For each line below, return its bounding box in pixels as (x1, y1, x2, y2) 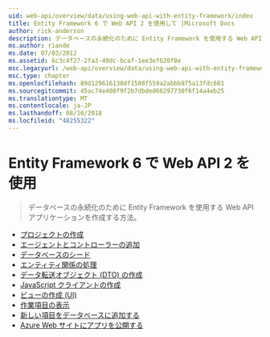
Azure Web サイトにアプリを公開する (19, 320, 144, 330)
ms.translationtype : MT (8, 94, 88, 102)
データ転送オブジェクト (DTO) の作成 (19, 269, 143, 279)
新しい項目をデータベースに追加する (19, 310, 141, 319)
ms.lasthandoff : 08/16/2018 (8, 110, 103, 118)
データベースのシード (19, 249, 91, 259)
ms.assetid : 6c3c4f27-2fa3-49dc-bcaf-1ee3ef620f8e (8, 57, 182, 65)
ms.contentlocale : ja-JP (8, 102, 92, 110)
